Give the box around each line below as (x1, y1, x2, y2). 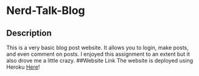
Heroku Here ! (6, 63, 40, 71)
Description (6, 28, 52, 38)
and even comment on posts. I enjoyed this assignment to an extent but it (6, 50, 190, 58)
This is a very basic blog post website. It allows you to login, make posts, (6, 44, 189, 51)
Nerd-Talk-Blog (6, 4, 85, 18)
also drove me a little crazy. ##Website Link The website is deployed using (6, 57, 194, 64)
